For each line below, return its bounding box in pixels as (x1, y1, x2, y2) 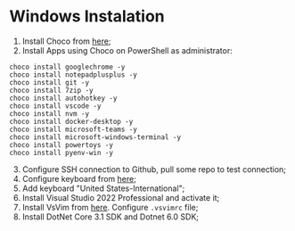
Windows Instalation (9, 6, 165, 27)
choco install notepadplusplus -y (9, 70, 138, 79)
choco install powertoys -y (9, 140, 114, 149)
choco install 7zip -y (9, 86, 94, 95)
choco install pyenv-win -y (9, 148, 114, 157)
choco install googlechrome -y (9, 62, 126, 71)
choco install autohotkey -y (9, 94, 118, 103)
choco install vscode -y (9, 101, 102, 111)
